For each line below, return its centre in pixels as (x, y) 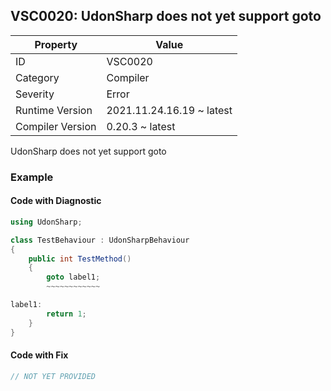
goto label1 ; (73, 277)
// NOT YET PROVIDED (53, 376)
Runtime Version (54, 110)
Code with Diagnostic (56, 201)
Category (37, 77)
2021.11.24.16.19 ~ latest (169, 110)
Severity (35, 94)
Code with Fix (39, 355)
